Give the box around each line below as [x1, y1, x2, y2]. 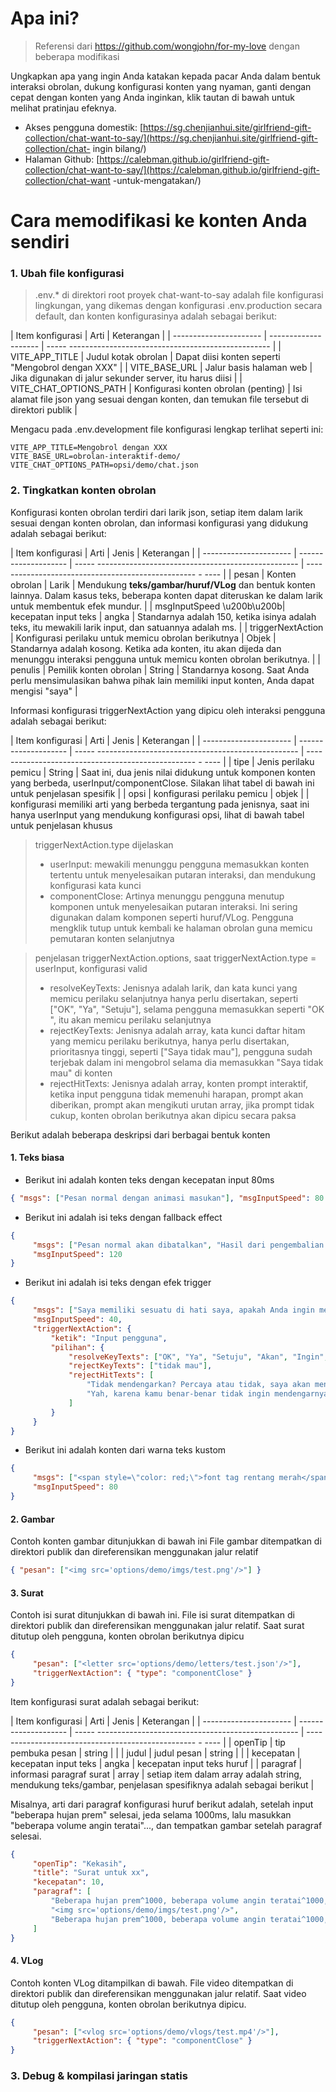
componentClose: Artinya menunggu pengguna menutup [49, 890, 285, 902]
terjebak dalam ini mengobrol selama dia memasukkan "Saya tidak [49, 1056, 324, 1068]
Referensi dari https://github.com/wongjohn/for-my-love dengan [34, 40, 300, 52]
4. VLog [10, 1955, 44, 1967]
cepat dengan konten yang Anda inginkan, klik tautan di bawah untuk [10, 91, 295, 103]
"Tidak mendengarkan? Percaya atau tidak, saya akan [86, 1380, 311, 1390]
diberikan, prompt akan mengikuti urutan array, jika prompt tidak [49, 1098, 315, 1111]
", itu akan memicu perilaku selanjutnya [49, 1013, 212, 1026]
